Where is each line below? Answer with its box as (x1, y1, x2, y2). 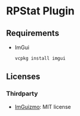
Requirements (6, 28, 59, 38)
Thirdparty (6, 90, 39, 98)
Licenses (6, 72, 40, 82)
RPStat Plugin (6, 4, 75, 18)
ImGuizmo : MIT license (14, 103, 71, 110)
